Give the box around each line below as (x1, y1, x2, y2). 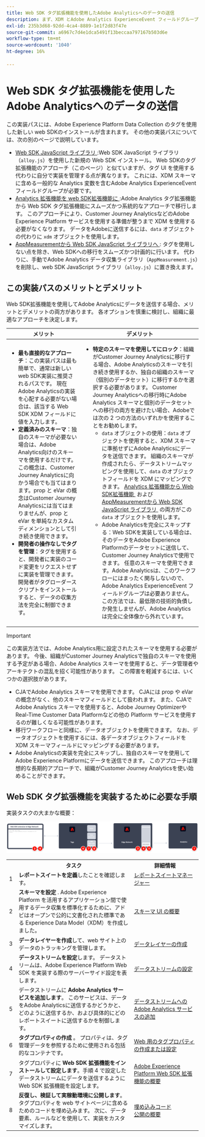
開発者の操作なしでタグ (18, 540, 77, 548)
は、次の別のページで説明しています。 (6, 136, 102, 143)
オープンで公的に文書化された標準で (29, 912, 120, 919)
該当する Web (34, 403, 69, 410)
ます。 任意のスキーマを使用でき (107, 559, 189, 567)
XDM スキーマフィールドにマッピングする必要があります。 (15, 741, 163, 749)
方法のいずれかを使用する (126, 414, 190, 421)
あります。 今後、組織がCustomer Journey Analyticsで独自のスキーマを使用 (6, 652, 196, 659)
